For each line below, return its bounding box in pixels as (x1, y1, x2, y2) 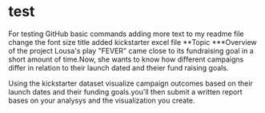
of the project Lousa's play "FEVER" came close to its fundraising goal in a (8, 46, 254, 55)
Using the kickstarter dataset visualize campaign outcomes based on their (8, 79, 254, 88)
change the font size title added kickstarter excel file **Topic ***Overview (8, 37, 258, 46)
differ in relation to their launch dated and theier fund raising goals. (8, 63, 229, 72)
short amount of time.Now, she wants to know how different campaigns (8, 54, 244, 64)
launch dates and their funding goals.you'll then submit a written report (8, 87, 243, 96)
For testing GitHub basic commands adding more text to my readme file (8, 29, 244, 38)
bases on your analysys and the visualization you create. (8, 95, 195, 105)
